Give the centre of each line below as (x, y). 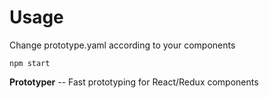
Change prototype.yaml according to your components (122, 45)
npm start (30, 63)
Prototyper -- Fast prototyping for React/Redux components (134, 82)
